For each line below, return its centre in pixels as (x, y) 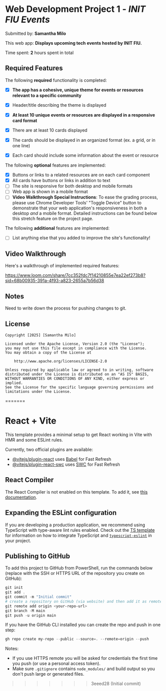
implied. (14, 383)
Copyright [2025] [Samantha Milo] (41, 335)
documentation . (21, 497)
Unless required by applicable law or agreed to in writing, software (79, 370)
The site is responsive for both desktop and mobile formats (72, 186)
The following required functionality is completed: (56, 80)
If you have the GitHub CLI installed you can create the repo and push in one (83, 625)
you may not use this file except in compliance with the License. (76, 348)
